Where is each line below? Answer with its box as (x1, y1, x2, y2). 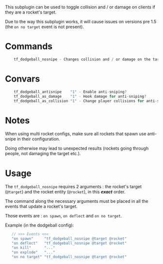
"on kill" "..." (11, 245, 55, 250)
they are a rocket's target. (5, 9, 57, 15)
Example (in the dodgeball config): (5, 222, 74, 228)
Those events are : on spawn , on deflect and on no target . (5, 213, 122, 219)
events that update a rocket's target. (5, 204, 78, 210)
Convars (5, 73, 40, 84)
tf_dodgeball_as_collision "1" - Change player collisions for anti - (14, 98, 158, 104)
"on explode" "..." (11, 250, 55, 255)
